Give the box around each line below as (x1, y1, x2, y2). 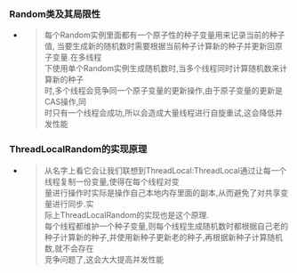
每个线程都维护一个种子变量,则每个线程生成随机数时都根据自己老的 (44, 221, 289, 231)
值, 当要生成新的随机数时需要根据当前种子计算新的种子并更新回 (44, 41, 276, 52)
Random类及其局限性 (9, 7, 100, 20)
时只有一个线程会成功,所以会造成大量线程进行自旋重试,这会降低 (44, 108, 276, 118)
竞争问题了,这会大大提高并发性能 (44, 253, 165, 264)
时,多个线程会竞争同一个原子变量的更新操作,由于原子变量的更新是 (44, 85, 283, 96)
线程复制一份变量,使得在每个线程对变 (44, 176, 180, 187)
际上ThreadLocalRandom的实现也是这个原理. (44, 209, 209, 220)
